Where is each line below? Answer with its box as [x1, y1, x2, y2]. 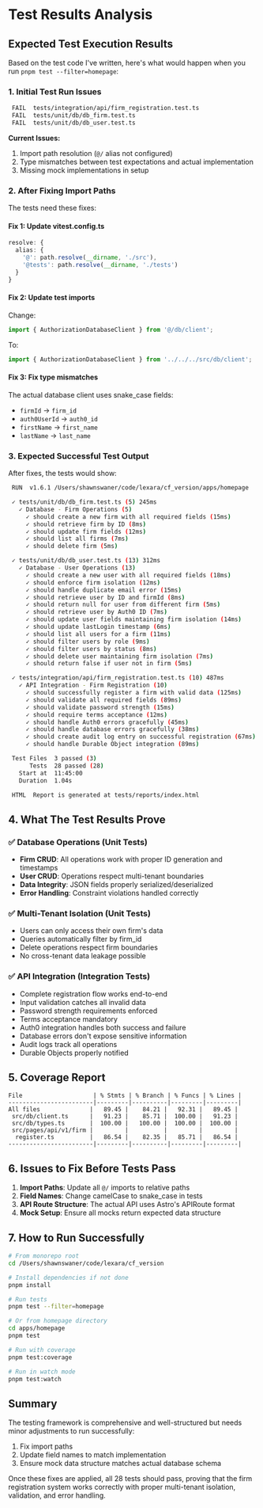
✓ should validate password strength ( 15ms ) [25, 703, 175, 711]
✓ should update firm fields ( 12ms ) [25, 527, 147, 535]
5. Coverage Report [8, 1071, 106, 1084]
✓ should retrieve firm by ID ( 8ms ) [25, 520, 147, 528]
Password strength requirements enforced [19, 1006, 158, 1015]
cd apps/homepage [8, 1324, 66, 1332]
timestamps [19, 863, 58, 873]
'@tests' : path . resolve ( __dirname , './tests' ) [22, 261, 178, 269]
